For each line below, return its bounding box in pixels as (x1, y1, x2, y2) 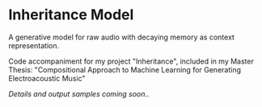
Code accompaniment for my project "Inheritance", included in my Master (8, 56, 255, 66)
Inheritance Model (8, 6, 134, 24)
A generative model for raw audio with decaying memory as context (8, 32, 235, 42)
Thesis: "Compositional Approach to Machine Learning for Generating (8, 64, 241, 74)
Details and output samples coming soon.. (8, 88, 150, 98)
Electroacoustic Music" (8, 73, 86, 83)
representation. (8, 40, 59, 50)
